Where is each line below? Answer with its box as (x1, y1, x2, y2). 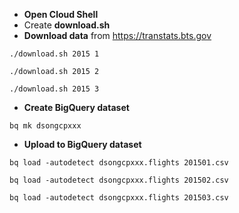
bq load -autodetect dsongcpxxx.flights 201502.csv (9, 175, 229, 185)
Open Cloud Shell (23, 9, 99, 20)
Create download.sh (23, 19, 111, 31)
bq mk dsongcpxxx (9, 121, 82, 131)
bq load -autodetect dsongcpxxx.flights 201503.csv (9, 193, 229, 203)
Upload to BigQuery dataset (23, 139, 142, 150)
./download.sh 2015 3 (9, 84, 100, 94)
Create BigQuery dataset (23, 102, 130, 113)
